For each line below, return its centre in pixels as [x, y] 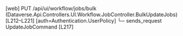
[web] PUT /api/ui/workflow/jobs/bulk [51, 8]
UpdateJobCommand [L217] [40, 27]
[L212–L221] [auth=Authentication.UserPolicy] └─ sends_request [84, 21]
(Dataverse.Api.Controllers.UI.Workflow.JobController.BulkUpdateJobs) [91, 15]
